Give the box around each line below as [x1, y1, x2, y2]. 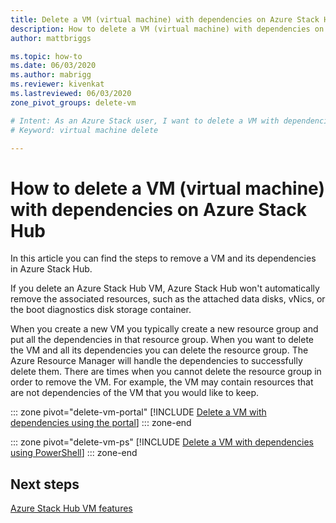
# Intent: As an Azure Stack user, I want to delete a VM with [10, 116, 280, 126]
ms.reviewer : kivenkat [10, 79, 105, 90]
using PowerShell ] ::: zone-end [10, 447, 138, 459]
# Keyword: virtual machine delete [10, 125, 159, 135]
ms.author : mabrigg [10, 70, 92, 80]
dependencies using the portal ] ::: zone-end [10, 417, 192, 429]
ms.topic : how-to [10, 51, 83, 61]
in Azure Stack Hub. [10, 263, 93, 275]
